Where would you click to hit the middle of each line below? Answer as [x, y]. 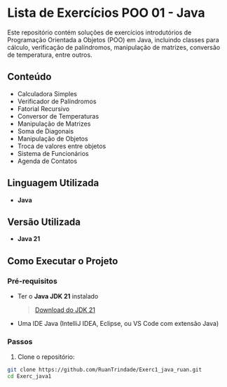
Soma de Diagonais [46, 131]
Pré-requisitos [32, 281]
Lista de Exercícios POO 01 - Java [106, 13]
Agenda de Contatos [47, 161]
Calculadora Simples [47, 93]
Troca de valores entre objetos [62, 146]
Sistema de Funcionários [53, 153]
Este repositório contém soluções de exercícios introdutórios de [99, 32]
